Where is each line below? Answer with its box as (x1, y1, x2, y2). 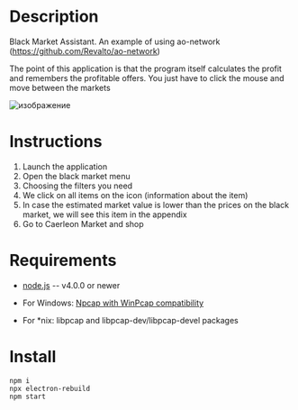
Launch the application (22, 160, 108, 172)
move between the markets (9, 82, 111, 93)
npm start (9, 392, 47, 401)
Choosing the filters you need (22, 180, 133, 191)
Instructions (9, 132, 103, 152)
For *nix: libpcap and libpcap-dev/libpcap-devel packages (22, 314, 239, 325)
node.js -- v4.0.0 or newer (22, 279, 121, 290)
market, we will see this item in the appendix (22, 209, 187, 220)
